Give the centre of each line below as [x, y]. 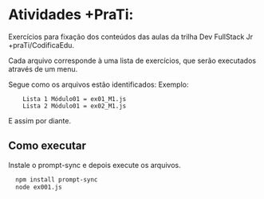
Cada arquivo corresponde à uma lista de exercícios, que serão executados [132, 60]
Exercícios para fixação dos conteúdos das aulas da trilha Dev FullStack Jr [131, 37]
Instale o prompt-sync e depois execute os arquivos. [95, 165]
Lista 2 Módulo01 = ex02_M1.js [75, 106]
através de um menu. [43, 68]
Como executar [47, 146]
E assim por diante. [40, 120]
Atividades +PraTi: [71, 15]
